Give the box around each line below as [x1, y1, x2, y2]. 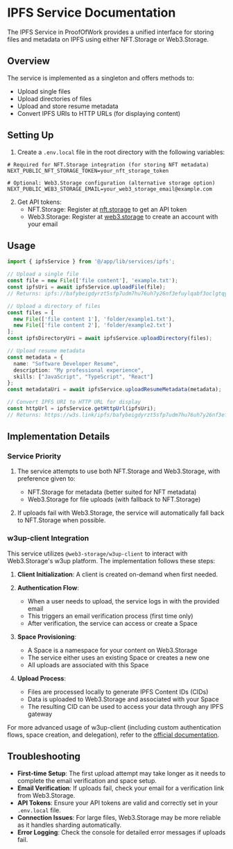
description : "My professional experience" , [13, 366, 144, 374]
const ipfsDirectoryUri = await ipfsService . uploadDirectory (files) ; [7, 335, 213, 342]
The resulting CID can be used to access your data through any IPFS [27, 702, 224, 710]
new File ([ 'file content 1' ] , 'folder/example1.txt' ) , [13, 316, 175, 323]
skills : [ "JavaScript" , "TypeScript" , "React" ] [13, 373, 154, 380]
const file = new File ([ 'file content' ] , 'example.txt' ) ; [7, 277, 178, 284]
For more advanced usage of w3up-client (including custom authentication [7, 723, 222, 731]
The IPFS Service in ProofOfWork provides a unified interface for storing [7, 28, 214, 36]
